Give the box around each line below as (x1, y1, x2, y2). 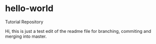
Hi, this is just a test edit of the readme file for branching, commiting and (5, 28, 151, 34)
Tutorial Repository (5, 19, 44, 25)
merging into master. (5, 33, 47, 39)
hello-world (5, 3, 54, 14)
